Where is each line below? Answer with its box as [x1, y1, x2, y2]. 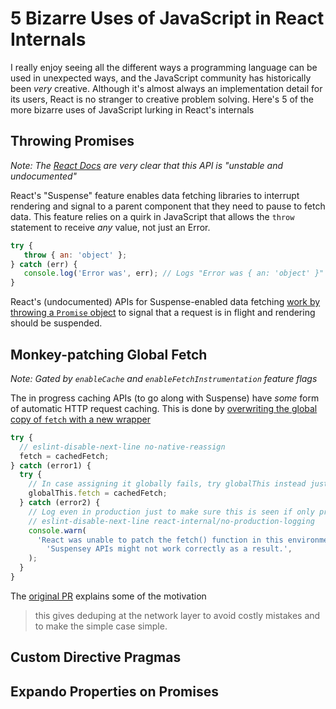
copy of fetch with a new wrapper [10, 413, 151, 425]
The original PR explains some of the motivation [10, 590, 207, 602]
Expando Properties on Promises [10, 683, 219, 700]
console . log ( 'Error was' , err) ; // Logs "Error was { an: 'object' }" [23, 268, 325, 279]
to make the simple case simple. [34, 620, 168, 632]
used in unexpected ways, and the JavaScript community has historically [10, 72, 312, 84]
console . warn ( [28, 525, 87, 536]
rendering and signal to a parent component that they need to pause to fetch [10, 200, 326, 212]
